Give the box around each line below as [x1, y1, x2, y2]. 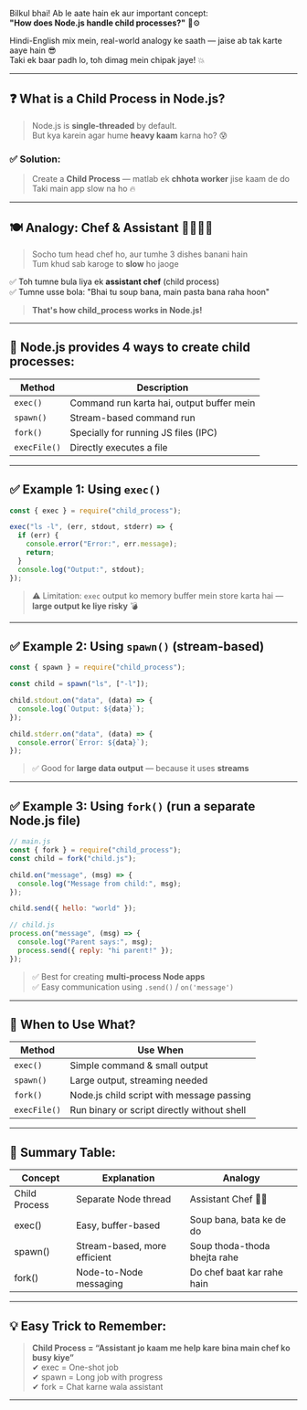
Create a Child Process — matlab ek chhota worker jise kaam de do [31, 174, 291, 185]
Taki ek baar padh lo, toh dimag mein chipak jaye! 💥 [9, 55, 206, 65]
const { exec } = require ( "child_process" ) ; [9, 506, 182, 515]
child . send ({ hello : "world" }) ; [9, 904, 137, 913]
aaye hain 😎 [9, 45, 57, 56]
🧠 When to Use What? [9, 1017, 136, 1033]
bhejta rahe [189, 1251, 239, 1264]
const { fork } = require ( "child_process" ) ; [9, 845, 182, 855]
